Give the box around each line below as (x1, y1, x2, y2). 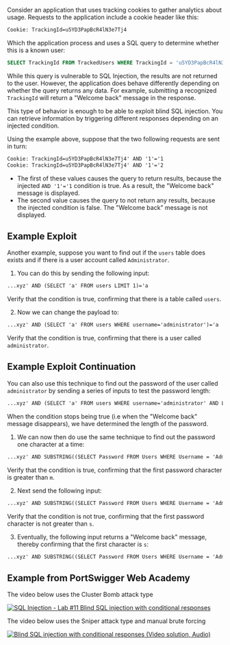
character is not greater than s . (7, 519, 94, 528)
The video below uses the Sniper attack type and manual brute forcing (7, 617, 206, 625)
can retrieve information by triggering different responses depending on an (7, 114, 219, 122)
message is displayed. (16, 189, 80, 197)
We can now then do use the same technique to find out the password (16, 432, 216, 441)
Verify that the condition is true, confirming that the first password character (7, 466, 222, 474)
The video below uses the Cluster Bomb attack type (7, 590, 153, 599)
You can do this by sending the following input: (16, 269, 150, 277)
